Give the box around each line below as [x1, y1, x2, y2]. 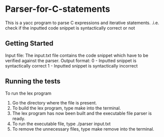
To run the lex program [5, 90, 52, 96]
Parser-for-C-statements [5, 3, 110, 15]
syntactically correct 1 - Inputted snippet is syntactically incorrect [5, 63, 138, 68]
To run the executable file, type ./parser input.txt [12, 121, 111, 127]
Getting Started [5, 39, 54, 48]
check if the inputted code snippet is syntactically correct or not [5, 25, 135, 31]
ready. [12, 115, 26, 121]
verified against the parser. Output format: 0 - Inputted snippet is [5, 58, 137, 64]
